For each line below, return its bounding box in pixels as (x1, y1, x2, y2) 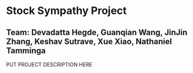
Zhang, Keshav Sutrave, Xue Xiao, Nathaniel (6, 36, 172, 46)
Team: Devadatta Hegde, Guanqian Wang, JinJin (6, 27, 188, 37)
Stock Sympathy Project (6, 4, 127, 18)
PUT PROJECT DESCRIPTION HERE (6, 61, 93, 68)
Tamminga (6, 46, 46, 55)
